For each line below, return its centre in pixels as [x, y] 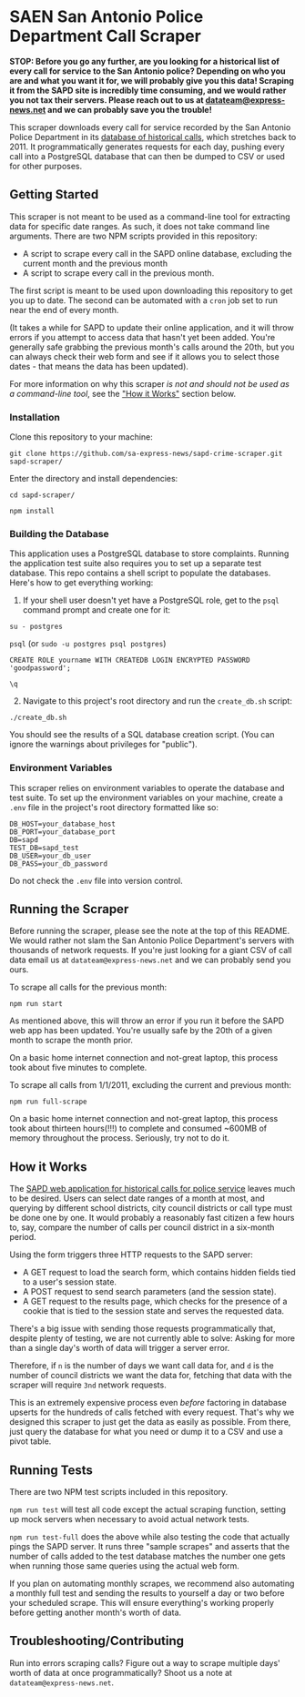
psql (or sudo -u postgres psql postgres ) [88, 644]
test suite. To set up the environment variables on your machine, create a [147, 798]
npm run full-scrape [49, 1102]
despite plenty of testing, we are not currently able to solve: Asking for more [152, 1338]
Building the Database [59, 533]
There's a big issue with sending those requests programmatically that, [142, 1329]
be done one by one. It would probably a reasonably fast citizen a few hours [152, 1218]
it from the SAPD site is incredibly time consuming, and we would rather [148, 90]
